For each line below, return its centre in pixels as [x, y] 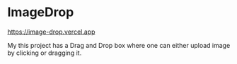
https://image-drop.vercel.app [51, 32]
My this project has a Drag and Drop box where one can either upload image [119, 45]
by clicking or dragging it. [45, 53]
